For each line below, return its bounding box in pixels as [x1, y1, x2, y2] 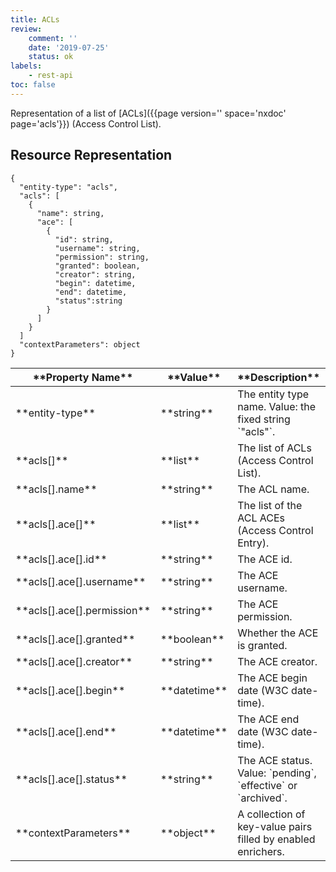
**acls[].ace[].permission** [15, 603, 152, 617]
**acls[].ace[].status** [15, 772, 128, 786]
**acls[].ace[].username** [15, 574, 147, 588]
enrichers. [237, 844, 285, 858]
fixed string [237, 412, 291, 426]
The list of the [237, 498, 303, 512]
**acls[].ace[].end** [15, 724, 117, 738]
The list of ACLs [237, 441, 312, 455]
